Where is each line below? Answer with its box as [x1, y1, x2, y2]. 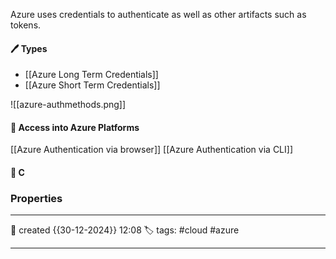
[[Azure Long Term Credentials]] [24, 69, 159, 81]
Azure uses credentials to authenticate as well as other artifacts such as [10, 9, 307, 20]
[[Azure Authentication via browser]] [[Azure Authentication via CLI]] [10, 144, 293, 156]
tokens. [10, 19, 42, 31]
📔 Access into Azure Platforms [10, 121, 140, 133]
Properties [10, 191, 63, 205]
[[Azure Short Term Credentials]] [24, 79, 161, 91]
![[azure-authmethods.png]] [10, 99, 127, 111]
